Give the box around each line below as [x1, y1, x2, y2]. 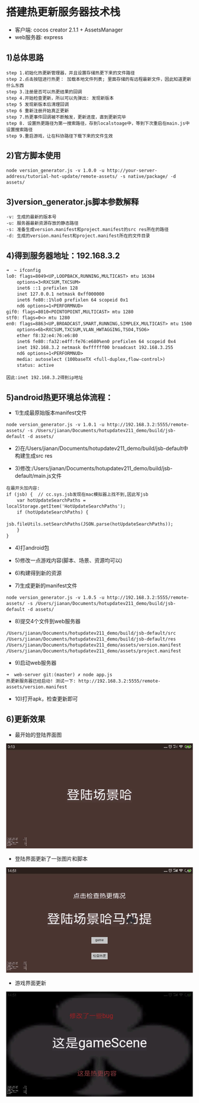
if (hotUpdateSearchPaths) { [17, 509, 89, 515]
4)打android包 [14, 544, 50, 551]
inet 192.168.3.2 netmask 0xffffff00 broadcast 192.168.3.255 [17, 345, 174, 351]
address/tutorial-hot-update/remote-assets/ [6, 173, 118, 179]
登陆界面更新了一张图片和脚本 [14, 855, 88, 863]
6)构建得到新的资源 [14, 569, 62, 576]
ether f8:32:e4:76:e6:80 [17, 333, 78, 339]
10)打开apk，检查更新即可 [14, 695, 78, 702]
